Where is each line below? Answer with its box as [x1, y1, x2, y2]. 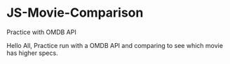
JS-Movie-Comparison [6, 5, 144, 21]
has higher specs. [6, 49, 58, 57]
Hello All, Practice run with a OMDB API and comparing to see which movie [6, 41, 224, 49]
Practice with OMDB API [6, 28, 76, 36]
